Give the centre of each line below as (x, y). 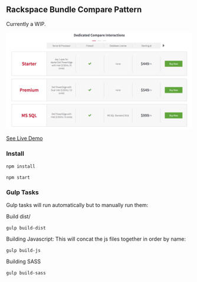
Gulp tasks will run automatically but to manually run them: (77, 205)
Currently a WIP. (26, 24)
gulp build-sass (26, 273)
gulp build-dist (26, 228)
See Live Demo (24, 138)
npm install (21, 166)
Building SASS (24, 261)
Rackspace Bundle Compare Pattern (74, 10)
